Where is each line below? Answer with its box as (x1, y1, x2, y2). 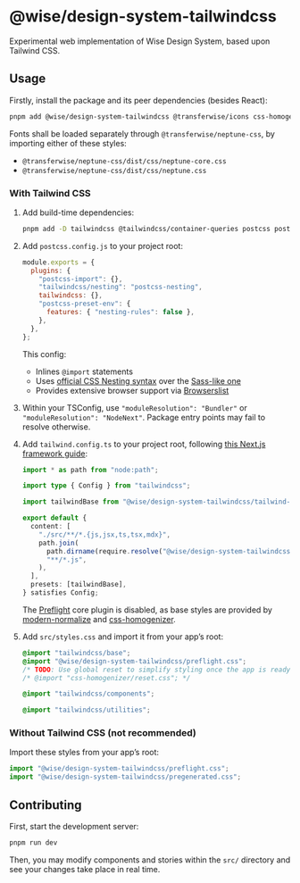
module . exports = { (21, 257, 96, 267)
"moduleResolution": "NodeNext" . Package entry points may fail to (21, 412, 266, 422)
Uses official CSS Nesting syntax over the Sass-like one (35, 375, 241, 386)
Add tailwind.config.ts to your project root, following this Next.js (21, 438, 266, 449)
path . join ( (38, 538, 79, 547)
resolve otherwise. (21, 421, 91, 432)
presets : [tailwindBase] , (30, 580, 127, 589)
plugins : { (30, 266, 71, 275)
